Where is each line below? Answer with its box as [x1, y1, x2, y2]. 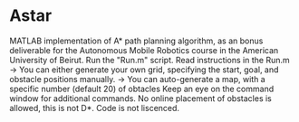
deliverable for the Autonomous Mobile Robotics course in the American [9, 44, 279, 55]
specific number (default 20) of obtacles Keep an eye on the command [9, 83, 275, 94]
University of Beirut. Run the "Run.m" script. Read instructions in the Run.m [9, 54, 290, 65]
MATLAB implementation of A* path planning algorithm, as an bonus [9, 35, 264, 46]
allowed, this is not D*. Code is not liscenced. [9, 102, 179, 113]
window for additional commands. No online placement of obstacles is [9, 92, 272, 104]
